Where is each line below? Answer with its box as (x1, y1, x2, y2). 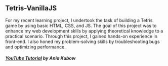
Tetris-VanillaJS (5, 4, 57, 12)
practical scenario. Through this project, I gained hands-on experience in (5, 33, 158, 39)
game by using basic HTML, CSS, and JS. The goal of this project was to (5, 22, 157, 28)
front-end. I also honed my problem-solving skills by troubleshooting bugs (5, 38, 160, 44)
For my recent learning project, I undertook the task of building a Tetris (5, 17, 153, 23)
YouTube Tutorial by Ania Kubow (5, 55, 76, 61)
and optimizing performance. (5, 43, 66, 49)
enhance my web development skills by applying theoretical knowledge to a (5, 27, 163, 34)
